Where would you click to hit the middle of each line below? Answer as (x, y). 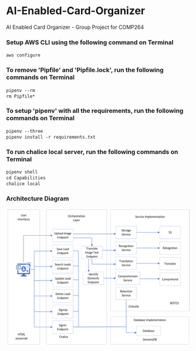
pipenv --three (25, 131)
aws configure (23, 55)
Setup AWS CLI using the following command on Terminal (90, 42)
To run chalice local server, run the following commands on (92, 152)
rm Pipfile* (21, 96)
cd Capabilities (26, 178)
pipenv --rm (21, 90)
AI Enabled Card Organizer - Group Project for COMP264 (75, 27)
